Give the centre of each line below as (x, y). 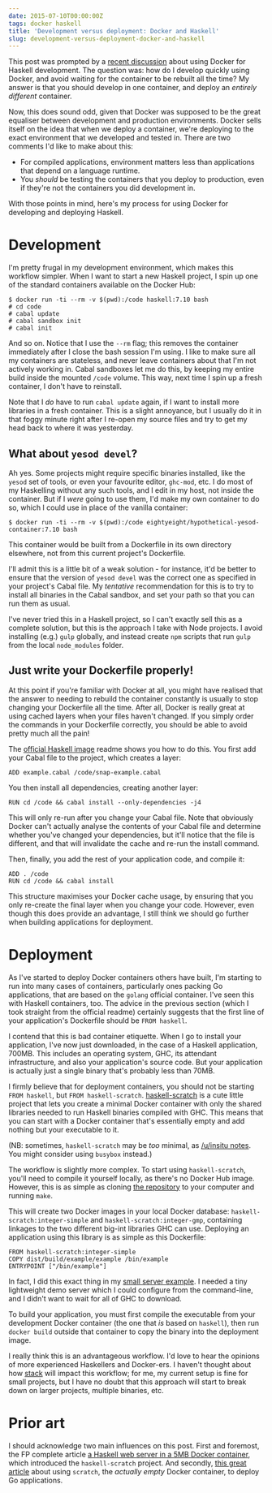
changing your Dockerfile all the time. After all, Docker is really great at (127, 707)
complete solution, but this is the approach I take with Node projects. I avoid (136, 628)
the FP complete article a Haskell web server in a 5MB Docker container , (129, 1454)
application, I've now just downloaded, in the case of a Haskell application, (133, 1045)
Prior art (37, 1423)
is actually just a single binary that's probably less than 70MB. (112, 1070)
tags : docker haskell (45, 24)
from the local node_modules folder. (66, 645)
